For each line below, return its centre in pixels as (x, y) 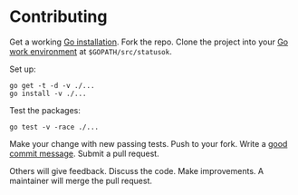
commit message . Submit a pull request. (85, 153)
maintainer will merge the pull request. (81, 180)
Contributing (58, 17)
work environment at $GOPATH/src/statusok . (91, 51)
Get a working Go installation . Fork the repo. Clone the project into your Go (149, 42)
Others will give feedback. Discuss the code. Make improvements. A (137, 171)
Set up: (23, 69)
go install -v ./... (48, 93)
